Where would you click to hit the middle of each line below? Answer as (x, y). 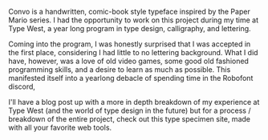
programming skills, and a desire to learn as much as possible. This (120, 70)
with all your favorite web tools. (60, 128)
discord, (22, 86)
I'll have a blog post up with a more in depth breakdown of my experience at (134, 102)
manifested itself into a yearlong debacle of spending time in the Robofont (131, 78)
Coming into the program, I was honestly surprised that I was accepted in (130, 44)
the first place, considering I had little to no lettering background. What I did (133, 52)
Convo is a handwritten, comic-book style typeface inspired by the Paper (129, 12)
